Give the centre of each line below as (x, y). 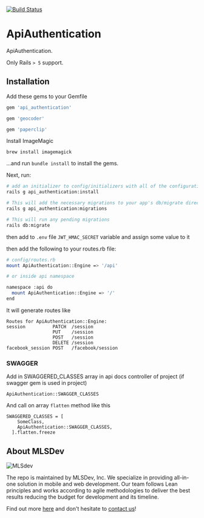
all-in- (182, 477)
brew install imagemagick (39, 152)
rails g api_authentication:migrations (57, 209)
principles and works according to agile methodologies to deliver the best (98, 490)
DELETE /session (73, 343)
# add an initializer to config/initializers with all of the (87, 186)
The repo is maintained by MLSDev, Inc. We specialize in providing (90, 477)
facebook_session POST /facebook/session (62, 348)
